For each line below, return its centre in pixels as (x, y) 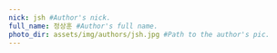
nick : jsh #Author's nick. (60, 18)
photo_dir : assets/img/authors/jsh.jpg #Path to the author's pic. (139, 34)
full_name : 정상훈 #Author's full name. (83, 26)
